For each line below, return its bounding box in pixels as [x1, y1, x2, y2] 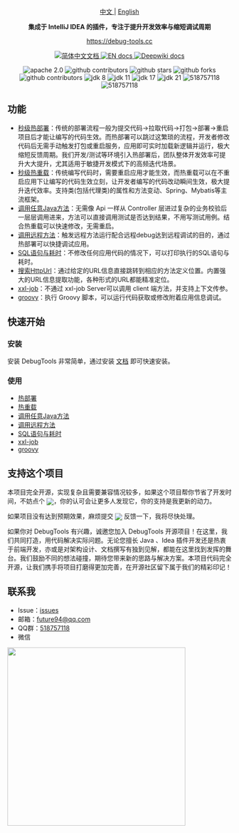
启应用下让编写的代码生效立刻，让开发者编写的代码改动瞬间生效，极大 [17, 177, 224, 185]
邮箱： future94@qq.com [17, 615, 91, 623]
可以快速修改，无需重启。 [42, 221, 118, 230]
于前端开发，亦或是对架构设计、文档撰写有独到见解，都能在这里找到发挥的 [7, 545, 225, 553]
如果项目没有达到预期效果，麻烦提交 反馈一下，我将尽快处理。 [7, 511, 199, 520]
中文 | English [99, 7, 140, 16]
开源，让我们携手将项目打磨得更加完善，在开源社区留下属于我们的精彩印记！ [7, 563, 232, 571]
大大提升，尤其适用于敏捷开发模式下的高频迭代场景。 [23, 159, 180, 168]
